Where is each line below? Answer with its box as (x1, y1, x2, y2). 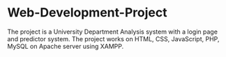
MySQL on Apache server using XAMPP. (7, 42, 124, 50)
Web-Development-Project (7, 5, 167, 21)
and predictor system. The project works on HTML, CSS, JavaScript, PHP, (7, 34, 220, 43)
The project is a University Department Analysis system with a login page (7, 27, 218, 36)
